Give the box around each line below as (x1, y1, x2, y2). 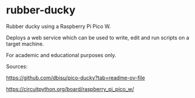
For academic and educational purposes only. (6, 51, 117, 58)
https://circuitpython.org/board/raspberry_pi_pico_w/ (6, 85, 135, 92)
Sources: (6, 62, 28, 70)
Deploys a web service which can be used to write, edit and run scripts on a (6, 34, 189, 41)
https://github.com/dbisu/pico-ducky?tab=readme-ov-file (6, 74, 145, 81)
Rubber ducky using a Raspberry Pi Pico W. (6, 23, 111, 30)
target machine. (6, 40, 45, 47)
